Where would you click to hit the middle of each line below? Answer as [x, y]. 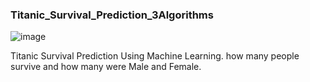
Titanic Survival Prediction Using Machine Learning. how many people [155, 56]
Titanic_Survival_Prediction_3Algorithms [112, 15]
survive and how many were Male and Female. [106, 67]
